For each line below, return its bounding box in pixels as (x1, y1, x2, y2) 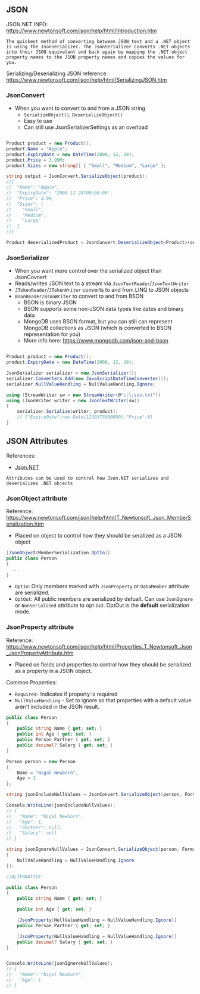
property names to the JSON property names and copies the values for (6, 54, 185, 60)
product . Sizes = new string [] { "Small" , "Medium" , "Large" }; (6, 162, 167, 169)
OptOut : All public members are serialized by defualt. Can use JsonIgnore (14, 595, 193, 603)
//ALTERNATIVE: (6, 873, 44, 879)
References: (6, 452, 36, 459)
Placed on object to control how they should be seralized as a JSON (14, 532, 182, 539)
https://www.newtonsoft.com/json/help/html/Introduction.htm (6, 27, 157, 34)
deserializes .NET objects (6, 480, 73, 486)
